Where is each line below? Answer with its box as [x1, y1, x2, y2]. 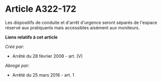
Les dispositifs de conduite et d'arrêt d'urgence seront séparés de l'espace [5, 20, 158, 25]
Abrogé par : [5, 62, 29, 68]
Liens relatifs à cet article [5, 34, 58, 40]
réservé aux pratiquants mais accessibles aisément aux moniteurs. [5, 24, 140, 30]
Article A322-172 [5, 3, 77, 15]
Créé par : [5, 43, 25, 49]
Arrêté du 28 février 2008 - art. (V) [12, 53, 83, 59]
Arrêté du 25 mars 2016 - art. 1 [12, 72, 75, 78]
